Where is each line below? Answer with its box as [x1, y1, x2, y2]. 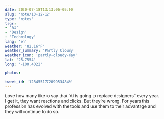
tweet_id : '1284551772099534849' [5, 79, 73, 85]
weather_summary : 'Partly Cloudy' [5, 48, 76, 53]
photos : [5, 71, 21, 76]
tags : [5, 21, 16, 26]
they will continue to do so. [5, 108, 60, 114]
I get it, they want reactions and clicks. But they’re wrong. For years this [5, 98, 150, 104]
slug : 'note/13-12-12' [5, 12, 51, 17]
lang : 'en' [5, 39, 27, 44]
